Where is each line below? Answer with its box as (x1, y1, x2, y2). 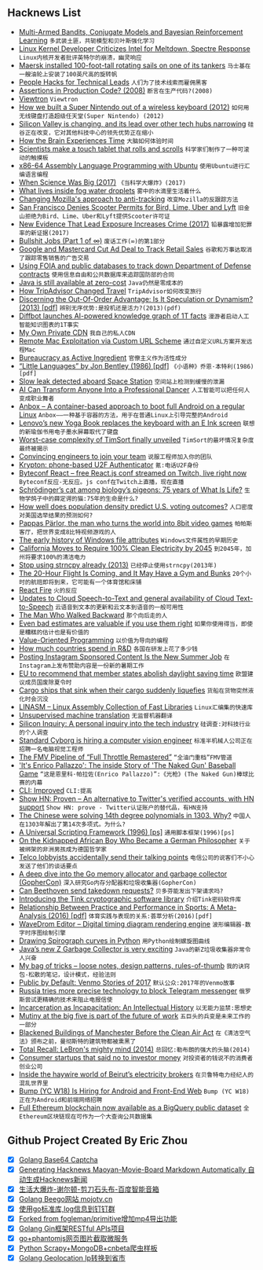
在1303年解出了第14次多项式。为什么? (18, 820, 126, 828)
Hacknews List (7, 6, 82, 20)
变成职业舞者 (18, 395, 55, 402)
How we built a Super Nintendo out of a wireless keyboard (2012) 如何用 (18, 102, 250, 112)
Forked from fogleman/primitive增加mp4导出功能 (18, 1213, 177, 1223)
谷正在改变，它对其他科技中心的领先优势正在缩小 (18, 129, 154, 137)
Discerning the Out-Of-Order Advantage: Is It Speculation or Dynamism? (18, 294, 254, 303)
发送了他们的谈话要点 (18, 862, 78, 870)
